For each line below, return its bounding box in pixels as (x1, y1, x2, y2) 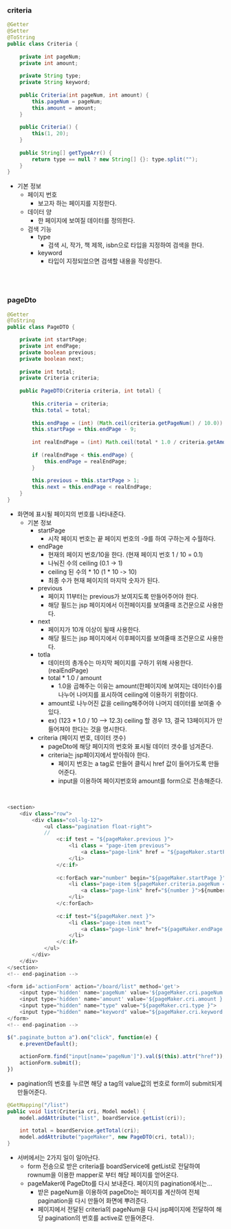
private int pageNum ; (19, 53, 81, 60)
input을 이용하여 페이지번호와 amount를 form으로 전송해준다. (58, 777, 223, 785)
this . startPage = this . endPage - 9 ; (32, 426, 137, 433)
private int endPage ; (19, 343, 81, 350)
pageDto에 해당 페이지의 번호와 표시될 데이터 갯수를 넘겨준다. (47, 742, 214, 750)
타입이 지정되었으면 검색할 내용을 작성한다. (47, 257, 162, 266)
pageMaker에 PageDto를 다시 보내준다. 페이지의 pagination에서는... (27, 1179, 213, 1188)
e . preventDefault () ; (19, 1040, 78, 1047)
